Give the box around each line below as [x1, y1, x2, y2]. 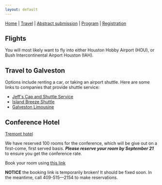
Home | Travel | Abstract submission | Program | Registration [5, 20, 127, 26]
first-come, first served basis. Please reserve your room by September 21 [5, 146, 154, 152]
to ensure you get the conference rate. [5, 151, 82, 156]
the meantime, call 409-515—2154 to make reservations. [5, 175, 118, 181]
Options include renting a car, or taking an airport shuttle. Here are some [5, 79, 150, 85]
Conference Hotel [5, 118, 60, 126]
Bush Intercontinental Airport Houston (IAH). [5, 52, 94, 58]
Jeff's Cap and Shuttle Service [12, 94, 74, 100]
